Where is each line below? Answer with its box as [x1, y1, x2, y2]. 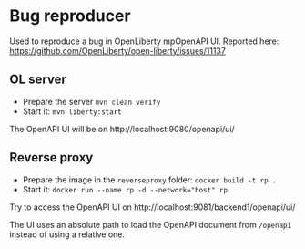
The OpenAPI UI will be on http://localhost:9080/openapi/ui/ [9, 123, 235, 134]
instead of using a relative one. [9, 229, 126, 240]
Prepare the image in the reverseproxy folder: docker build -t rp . [22, 174, 277, 185]
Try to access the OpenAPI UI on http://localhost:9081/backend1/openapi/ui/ [9, 202, 296, 213]
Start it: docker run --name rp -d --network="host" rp [22, 183, 229, 194]
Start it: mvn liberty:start [22, 106, 122, 117]
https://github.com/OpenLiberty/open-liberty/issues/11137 [9, 45, 226, 56]
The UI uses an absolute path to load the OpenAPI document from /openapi [9, 219, 292, 230]
